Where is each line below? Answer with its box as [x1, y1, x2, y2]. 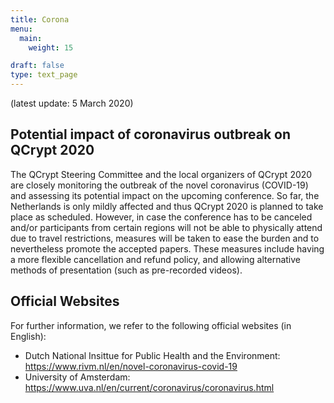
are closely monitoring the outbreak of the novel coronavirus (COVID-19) [10, 179, 309, 191]
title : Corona [10, 14, 70, 25]
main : [19, 33, 43, 43]
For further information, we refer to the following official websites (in [10, 319, 292, 331]
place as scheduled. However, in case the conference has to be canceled [10, 211, 313, 223]
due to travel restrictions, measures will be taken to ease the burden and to [10, 232, 320, 244]
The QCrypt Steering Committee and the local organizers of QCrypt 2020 [10, 168, 313, 180]
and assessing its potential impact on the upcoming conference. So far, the [10, 189, 320, 201]
